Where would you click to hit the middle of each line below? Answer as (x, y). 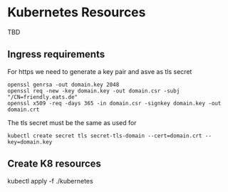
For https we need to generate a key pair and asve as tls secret (100, 71)
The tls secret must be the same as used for (72, 122)
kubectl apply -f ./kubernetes (51, 181)
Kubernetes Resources (77, 12)
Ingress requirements (56, 54)
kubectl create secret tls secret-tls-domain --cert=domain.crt (105, 136)
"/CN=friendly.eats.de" (43, 97)
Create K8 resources (55, 164)
